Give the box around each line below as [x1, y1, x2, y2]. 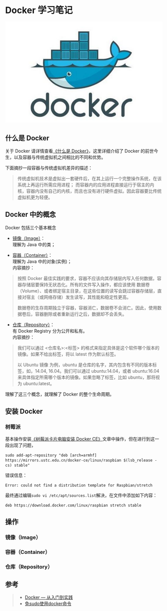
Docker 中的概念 [5, 210, 56, 219]
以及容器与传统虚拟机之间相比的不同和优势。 [13, 154, 106, 160]
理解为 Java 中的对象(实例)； [12, 258, 72, 264]
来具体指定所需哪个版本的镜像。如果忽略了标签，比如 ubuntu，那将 [17, 374, 156, 380]
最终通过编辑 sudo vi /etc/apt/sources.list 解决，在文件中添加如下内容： [5, 492, 158, 498]
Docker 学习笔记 [5, 5, 73, 16]
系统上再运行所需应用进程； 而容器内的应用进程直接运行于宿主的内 [17, 182, 155, 188]
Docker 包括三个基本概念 [5, 224, 56, 230]
